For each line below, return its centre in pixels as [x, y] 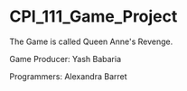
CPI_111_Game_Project [93, 17]
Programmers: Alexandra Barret [69, 76]
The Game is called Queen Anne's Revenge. [91, 41]
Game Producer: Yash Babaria [65, 59]
